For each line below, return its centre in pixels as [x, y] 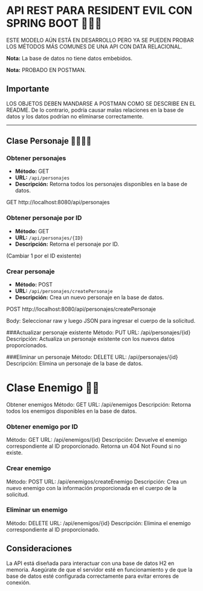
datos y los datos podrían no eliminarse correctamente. [75, 116]
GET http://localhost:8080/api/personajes [58, 202]
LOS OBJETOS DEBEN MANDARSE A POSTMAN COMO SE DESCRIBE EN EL [101, 103]
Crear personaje [31, 271]
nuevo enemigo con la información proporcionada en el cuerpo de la [92, 488]
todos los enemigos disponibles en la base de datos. [72, 411]
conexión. [19, 582]
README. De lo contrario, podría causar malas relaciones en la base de [95, 110]
